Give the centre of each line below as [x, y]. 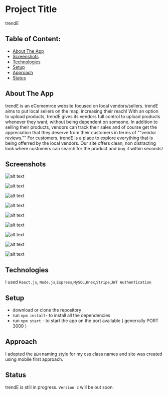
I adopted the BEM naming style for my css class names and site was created [84, 354]
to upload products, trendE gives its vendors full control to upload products [83, 116]
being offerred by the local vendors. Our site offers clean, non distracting [81, 143]
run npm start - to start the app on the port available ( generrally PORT [86, 321]
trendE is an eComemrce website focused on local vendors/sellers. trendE [82, 106]
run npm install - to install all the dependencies [61, 315]
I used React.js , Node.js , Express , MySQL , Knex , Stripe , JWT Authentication [78, 282]
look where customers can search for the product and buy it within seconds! [84, 148]
